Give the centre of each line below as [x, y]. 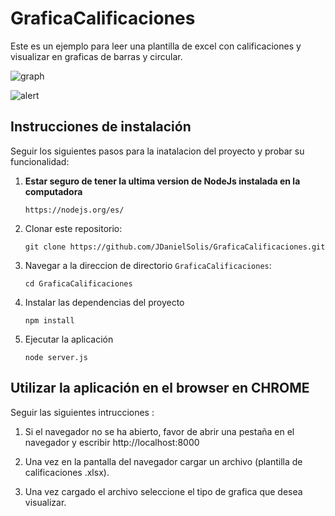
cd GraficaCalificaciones [78, 283]
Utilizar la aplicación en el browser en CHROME [160, 388]
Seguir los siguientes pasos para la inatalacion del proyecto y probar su [157, 151]
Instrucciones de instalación [101, 127]
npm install [49, 320]
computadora [53, 191]
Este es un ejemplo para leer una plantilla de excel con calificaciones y [156, 46]
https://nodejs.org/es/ [74, 210]
